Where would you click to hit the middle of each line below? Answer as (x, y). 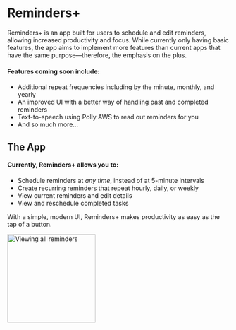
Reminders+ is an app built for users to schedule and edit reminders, (107, 33)
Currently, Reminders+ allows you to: (63, 165)
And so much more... (48, 124)
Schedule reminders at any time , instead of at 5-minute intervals (111, 180)
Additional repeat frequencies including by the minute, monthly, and (116, 87)
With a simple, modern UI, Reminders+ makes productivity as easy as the (114, 216)
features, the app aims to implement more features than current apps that (114, 47)
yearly (27, 95)
